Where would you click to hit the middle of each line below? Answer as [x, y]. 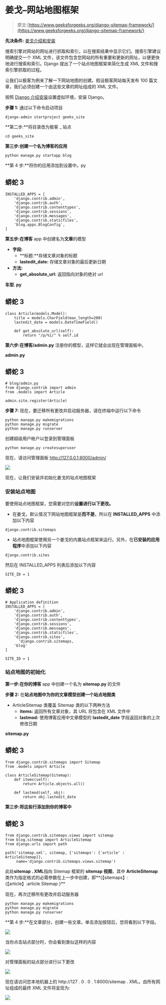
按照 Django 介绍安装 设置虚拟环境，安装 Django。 [56, 97]
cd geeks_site [20, 136]
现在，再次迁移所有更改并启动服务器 [42, 894]
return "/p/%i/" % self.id [51, 335]
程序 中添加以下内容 [32, 546]
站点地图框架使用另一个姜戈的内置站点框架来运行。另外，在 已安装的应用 [86, 539]
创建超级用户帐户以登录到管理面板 [40, 439]
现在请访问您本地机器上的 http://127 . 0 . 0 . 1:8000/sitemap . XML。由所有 [81, 982]
